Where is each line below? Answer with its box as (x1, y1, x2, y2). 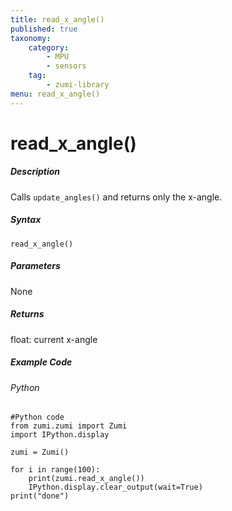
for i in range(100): (10, 465, 101, 475)
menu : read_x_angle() (10, 89, 101, 99)
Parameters (10, 260, 61, 272)
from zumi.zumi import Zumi (10, 421, 128, 431)
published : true (10, 24, 78, 34)
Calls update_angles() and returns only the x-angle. (10, 191, 223, 203)
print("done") (10, 491, 70, 501)
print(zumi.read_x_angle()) (28, 474, 145, 484)
